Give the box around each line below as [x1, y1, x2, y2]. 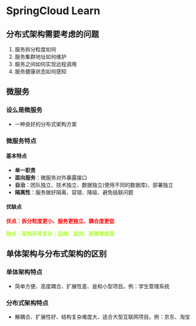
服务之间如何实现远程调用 [14, 61, 77, 67]
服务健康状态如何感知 [14, 68, 67, 75]
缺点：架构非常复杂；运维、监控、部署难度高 [6, 230, 115, 237]
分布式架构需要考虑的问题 [6, 29, 99, 39]
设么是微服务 [6, 106, 43, 114]
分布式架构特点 [6, 299, 49, 307]
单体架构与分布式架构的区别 [6, 249, 107, 259]
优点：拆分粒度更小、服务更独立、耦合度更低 [6, 218, 115, 225]
